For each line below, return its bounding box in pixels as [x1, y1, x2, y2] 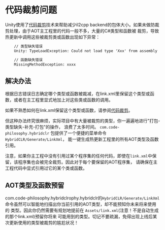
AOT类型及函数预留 [5, 181, 65, 190]
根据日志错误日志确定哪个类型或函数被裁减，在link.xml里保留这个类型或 [5, 91, 150, 97]
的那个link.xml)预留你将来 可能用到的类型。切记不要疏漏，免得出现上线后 [5, 214, 153, 220]
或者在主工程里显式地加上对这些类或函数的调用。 [13, 97, 113, 103]
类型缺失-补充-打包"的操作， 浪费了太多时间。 [5, 124, 99, 130]
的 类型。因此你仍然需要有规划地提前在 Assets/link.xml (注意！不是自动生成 [5, 207, 159, 213]
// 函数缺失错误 [14, 57, 43, 62]
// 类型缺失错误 [14, 44, 43, 49]
